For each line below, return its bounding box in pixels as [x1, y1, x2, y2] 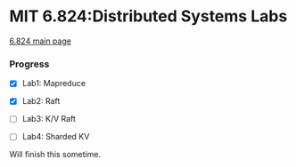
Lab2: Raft [21, 96, 61, 107]
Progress [9, 58, 50, 70]
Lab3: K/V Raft [21, 114, 76, 124]
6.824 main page [9, 36, 71, 46]
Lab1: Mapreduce [21, 78, 86, 89]
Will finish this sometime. [9, 149, 101, 160]
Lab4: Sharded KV [21, 131, 90, 142]
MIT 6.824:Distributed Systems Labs [9, 6, 288, 27]
